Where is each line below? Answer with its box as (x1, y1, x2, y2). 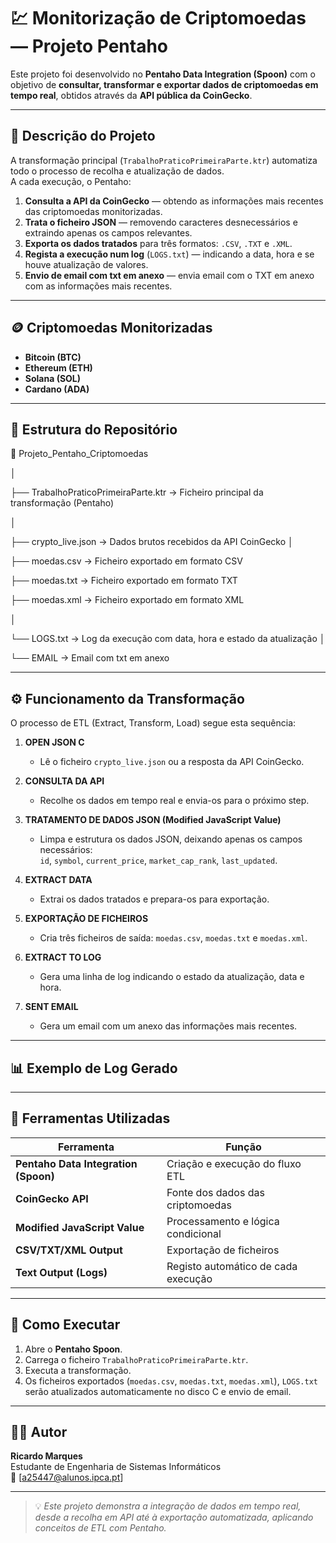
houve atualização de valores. (24, 258, 149, 270)
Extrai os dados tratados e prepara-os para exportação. (39, 893, 270, 905)
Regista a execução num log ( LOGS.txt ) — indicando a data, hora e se (24, 248, 315, 260)
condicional (166, 1226, 222, 1240)
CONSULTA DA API (24, 775, 105, 787)
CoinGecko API (15, 1191, 89, 1205)
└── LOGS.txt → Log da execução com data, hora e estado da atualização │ (10, 633, 326, 645)
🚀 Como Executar (10, 1316, 121, 1334)
